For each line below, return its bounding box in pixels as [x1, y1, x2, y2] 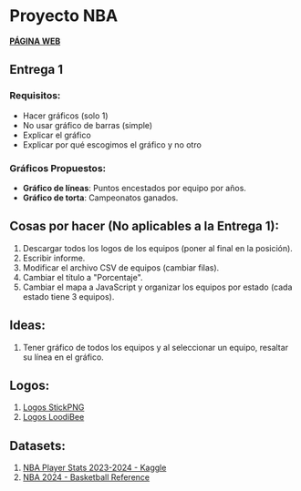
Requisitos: [9, 89, 61, 102]
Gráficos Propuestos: [9, 161, 107, 174]
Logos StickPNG [22, 402, 85, 413]
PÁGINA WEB [9, 36, 61, 46]
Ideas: [9, 318, 46, 333]
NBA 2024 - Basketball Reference [22, 472, 150, 483]
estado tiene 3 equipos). [22, 291, 115, 302]
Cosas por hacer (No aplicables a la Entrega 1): [9, 219, 280, 234]
